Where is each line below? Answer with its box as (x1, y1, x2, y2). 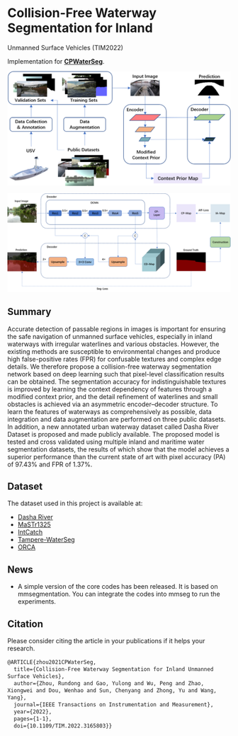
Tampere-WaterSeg (17, 536, 76, 544)
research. (7, 644, 35, 652)
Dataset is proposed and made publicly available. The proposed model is (7, 430, 220, 438)
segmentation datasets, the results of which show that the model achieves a (7, 444, 229, 454)
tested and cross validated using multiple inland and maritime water (7, 437, 205, 446)
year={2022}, (13, 708, 52, 715)
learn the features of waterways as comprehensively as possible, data (7, 407, 212, 415)
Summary (7, 306, 52, 318)
